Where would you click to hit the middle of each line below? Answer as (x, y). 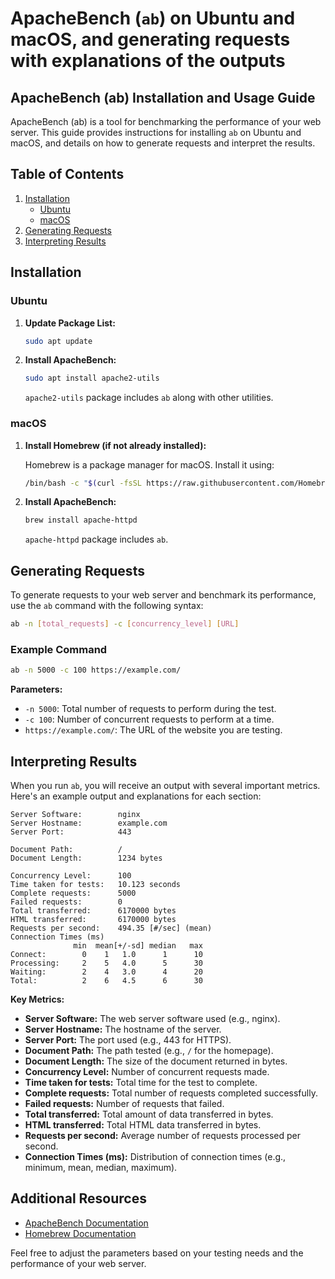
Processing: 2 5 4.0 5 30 (106, 963)
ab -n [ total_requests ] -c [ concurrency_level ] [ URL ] (125, 624)
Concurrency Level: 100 (71, 875)
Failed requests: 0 (66, 902)
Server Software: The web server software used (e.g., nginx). (152, 1018)
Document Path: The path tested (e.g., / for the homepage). (149, 1050)
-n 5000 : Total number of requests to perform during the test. (150, 709)
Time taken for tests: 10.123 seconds (96, 884)
